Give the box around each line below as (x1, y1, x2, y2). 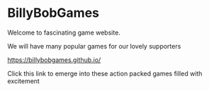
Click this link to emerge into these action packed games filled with (7, 69, 203, 78)
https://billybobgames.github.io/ (7, 55, 101, 64)
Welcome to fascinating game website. (7, 28, 120, 37)
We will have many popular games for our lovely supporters (7, 42, 181, 50)
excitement (7, 76, 40, 85)
